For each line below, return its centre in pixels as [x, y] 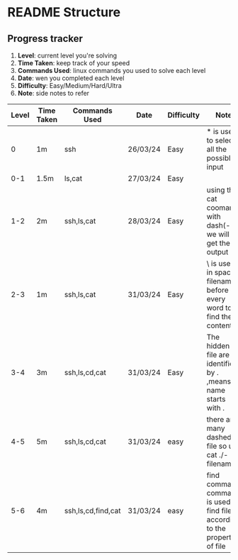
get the [218, 243]
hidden [218, 346]
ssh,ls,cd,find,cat [93, 511]
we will [218, 234]
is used [219, 502]
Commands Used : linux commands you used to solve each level [112, 71]
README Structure [64, 12]
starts [216, 399]
